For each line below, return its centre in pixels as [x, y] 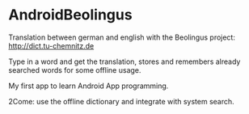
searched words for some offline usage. [75, 70]
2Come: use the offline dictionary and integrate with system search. [121, 101]
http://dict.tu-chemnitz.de [51, 45]
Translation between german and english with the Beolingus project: [122, 37]
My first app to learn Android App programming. [89, 86]
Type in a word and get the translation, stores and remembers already [124, 61]
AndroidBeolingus [70, 15]
